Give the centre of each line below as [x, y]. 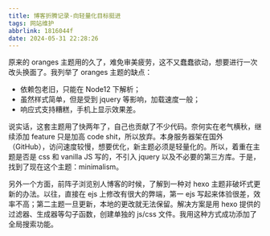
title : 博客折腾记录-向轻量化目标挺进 [65, 16]
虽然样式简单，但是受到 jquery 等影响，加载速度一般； [110, 99]
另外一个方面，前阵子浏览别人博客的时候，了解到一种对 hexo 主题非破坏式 [131, 184]
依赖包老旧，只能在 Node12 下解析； [80, 89]
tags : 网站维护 [31, 23]
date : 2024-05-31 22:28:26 [53, 38]
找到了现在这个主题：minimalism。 [65, 167]
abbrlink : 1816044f [41, 31]
